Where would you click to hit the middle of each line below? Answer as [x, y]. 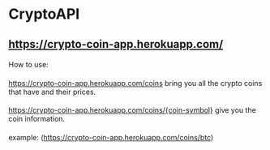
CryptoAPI [44, 14]
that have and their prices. [52, 92]
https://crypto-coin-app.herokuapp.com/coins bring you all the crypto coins [135, 83]
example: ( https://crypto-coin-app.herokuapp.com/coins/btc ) [111, 137]
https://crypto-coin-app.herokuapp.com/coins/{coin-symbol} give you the [133, 110]
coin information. [37, 119]
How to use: [28, 65]
